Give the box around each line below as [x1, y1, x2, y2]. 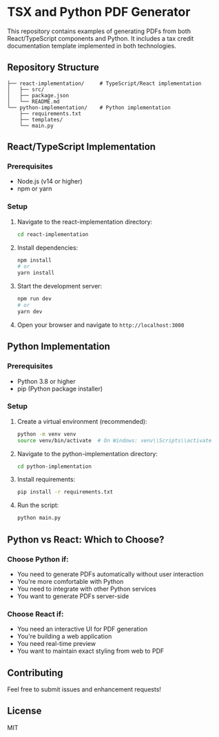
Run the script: [17, 501, 59, 509]
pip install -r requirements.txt [17, 489, 114, 495]
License [7, 705, 42, 717]
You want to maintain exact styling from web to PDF [17, 647, 165, 656]
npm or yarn [17, 184, 52, 193]
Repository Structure [7, 61, 100, 73]
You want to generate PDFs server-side [17, 591, 129, 600]
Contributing [7, 667, 63, 678]
